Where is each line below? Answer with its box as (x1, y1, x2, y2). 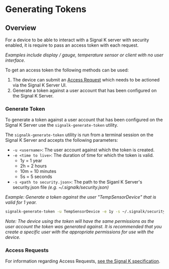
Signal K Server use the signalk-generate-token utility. (5, 122, 118, 128)
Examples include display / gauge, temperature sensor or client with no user (5, 52, 163, 58)
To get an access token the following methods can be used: (5, 67, 129, 73)
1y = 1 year (20, 157, 43, 164)
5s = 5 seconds (20, 173, 52, 180)
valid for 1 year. (5, 200, 37, 206)
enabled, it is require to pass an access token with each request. (5, 42, 139, 48)
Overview (5, 24, 37, 32)
